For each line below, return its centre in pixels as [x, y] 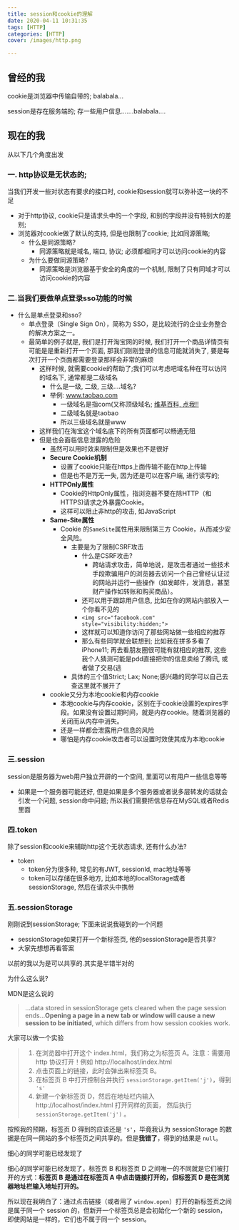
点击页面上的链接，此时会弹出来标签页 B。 [98, 1071]
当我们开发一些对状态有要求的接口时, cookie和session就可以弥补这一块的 [115, 192]
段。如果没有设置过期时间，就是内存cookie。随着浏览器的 [145, 712]
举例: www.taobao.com [84, 395]
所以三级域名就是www [93, 422]
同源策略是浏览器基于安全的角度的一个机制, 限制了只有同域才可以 [134, 269]
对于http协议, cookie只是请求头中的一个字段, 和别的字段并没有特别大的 [121, 215]
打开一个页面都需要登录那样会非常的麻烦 [94, 360]
